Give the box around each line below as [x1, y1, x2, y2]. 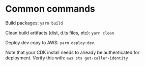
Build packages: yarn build [5, 20, 63, 26]
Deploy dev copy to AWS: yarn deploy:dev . [5, 39, 96, 46]
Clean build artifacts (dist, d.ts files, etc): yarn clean [5, 29, 114, 36]
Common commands [5, 3, 95, 15]
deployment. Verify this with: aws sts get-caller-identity [5, 54, 128, 61]
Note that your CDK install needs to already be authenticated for [5, 49, 140, 55]
